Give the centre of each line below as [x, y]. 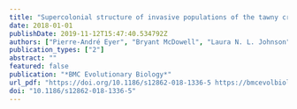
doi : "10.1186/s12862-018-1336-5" [73, 91]
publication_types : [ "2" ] [57, 50]
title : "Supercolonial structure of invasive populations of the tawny [144, 17]
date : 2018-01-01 [41, 25]
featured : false [39, 67]
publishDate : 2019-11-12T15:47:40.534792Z [88, 33]
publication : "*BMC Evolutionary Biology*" [91, 75]
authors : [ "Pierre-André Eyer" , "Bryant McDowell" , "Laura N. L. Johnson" [150, 42]
